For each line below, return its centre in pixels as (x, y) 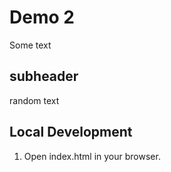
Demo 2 (42, 17)
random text (34, 100)
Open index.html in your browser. (92, 156)
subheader (44, 76)
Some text (30, 45)
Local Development (71, 132)
